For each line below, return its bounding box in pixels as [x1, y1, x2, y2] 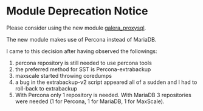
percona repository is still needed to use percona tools [15, 59, 152, 66]
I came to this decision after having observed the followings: [6, 47, 157, 55]
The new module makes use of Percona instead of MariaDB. [6, 36, 157, 43]
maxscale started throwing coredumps [15, 72, 112, 79]
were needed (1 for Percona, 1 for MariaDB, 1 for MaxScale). [15, 98, 165, 105]
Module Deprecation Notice [6, 4, 148, 18]
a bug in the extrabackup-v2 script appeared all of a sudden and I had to [15, 78, 198, 86]
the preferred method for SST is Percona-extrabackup [15, 65, 151, 73]
